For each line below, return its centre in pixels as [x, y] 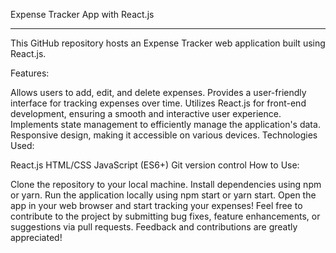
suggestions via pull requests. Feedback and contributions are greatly [154, 227]
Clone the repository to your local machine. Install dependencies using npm [166, 184]
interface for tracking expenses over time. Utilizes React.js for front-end [158, 103]
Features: [30, 73]
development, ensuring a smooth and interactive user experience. [146, 113]
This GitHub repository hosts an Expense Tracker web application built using [168, 43]
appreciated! [36, 237]
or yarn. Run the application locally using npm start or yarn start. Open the [163, 195]
